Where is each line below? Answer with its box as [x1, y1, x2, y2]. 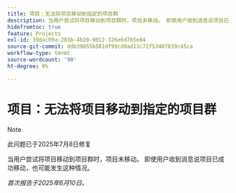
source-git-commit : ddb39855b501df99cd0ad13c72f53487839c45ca [7, 43, 193, 50]
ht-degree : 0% [7, 63, 49, 70]
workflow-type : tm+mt [7, 50, 71, 57]
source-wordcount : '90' [7, 56, 77, 63]
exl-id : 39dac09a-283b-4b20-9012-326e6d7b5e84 [7, 37, 146, 44]
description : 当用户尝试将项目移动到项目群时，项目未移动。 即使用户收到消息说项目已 [7, 17, 230, 24]
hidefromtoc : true [7, 23, 61, 30]
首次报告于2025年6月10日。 [7, 178, 88, 187]
